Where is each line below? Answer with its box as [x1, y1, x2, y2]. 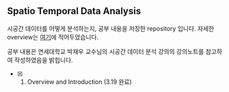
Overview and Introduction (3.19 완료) [27, 78, 132, 86]
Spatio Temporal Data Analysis [7, 5, 142, 17]
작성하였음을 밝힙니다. [14, 56, 73, 64]
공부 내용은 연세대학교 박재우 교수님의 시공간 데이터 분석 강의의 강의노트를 [7, 47, 204, 55]
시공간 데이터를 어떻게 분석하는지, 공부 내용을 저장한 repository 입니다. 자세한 [7, 24, 215, 33]
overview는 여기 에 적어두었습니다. [7, 33, 99, 41]
